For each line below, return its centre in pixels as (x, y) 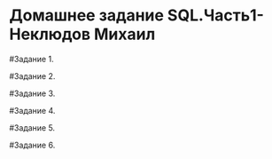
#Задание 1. (32, 59)
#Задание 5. (32, 127)
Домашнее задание (86, 16)
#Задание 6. (32, 145)
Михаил (125, 34)
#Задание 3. (32, 93)
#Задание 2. (32, 76)
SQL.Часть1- (215, 16)
